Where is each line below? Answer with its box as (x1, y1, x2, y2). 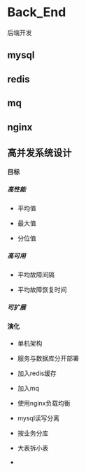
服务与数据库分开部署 (17, 354, 79, 363)
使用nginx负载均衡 (17, 399, 71, 407)
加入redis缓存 (17, 369, 57, 377)
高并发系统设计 (7, 146, 72, 158)
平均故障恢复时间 (17, 286, 67, 294)
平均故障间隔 (17, 270, 55, 279)
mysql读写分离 (17, 414, 60, 422)
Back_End (7, 4, 66, 20)
